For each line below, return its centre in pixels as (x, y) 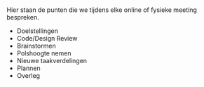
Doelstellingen (38, 31)
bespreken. (23, 18)
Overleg (28, 76)
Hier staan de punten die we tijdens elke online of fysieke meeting (102, 10)
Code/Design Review (47, 39)
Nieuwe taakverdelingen (52, 61)
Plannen (28, 68)
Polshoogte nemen (44, 53)
